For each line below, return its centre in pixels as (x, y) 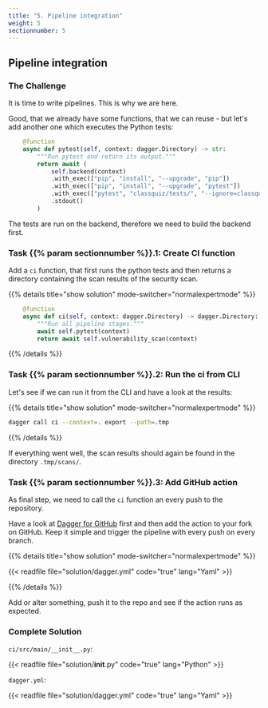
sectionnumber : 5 (37, 30)
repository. (26, 507)
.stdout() (67, 201)
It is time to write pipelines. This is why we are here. (93, 103)
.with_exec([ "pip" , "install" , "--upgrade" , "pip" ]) (140, 179)
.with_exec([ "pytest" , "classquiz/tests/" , (124, 194)
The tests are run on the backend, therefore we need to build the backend (130, 224)
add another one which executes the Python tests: (91, 127)
